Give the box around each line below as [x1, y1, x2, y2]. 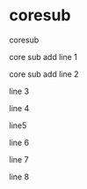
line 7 [9, 154, 29, 164]
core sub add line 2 [9, 68, 79, 79]
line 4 [9, 102, 30, 113]
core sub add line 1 [9, 51, 77, 62]
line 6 [9, 137, 29, 147]
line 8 [9, 171, 29, 182]
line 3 [9, 86, 29, 96]
